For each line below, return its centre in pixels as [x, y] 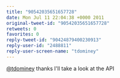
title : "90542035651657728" [42, 12]
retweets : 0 [21, 29]
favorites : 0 [23, 34]
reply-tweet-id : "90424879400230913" [54, 40]
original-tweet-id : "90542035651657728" [58, 23]
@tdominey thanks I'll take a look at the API [60, 68]
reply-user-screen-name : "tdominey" [52, 51]
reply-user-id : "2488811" [39, 46]
